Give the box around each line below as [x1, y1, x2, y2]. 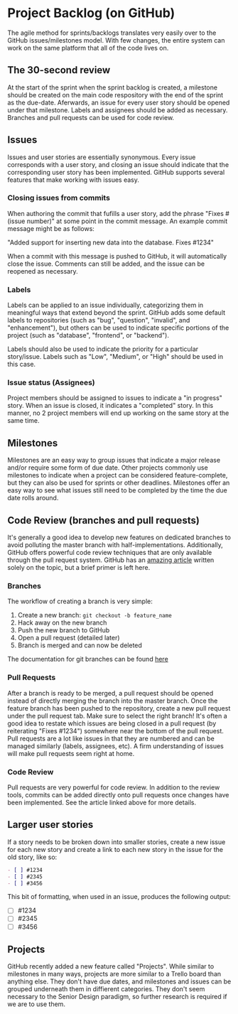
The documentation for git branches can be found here [7, 655, 168, 664]
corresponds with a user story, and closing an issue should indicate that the [7, 160, 229, 168]
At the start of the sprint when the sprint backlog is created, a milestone [7, 83, 218, 92]
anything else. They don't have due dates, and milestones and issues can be [7, 977, 232, 986]
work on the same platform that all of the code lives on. [7, 43, 169, 52]
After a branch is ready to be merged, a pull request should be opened [7, 689, 214, 697]
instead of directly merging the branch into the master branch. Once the [7, 696, 218, 705]
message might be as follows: [7, 224, 94, 232]
